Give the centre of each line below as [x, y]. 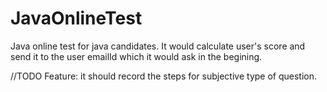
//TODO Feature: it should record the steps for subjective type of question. [164, 76]
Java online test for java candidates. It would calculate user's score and [158, 46]
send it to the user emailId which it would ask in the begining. [136, 56]
